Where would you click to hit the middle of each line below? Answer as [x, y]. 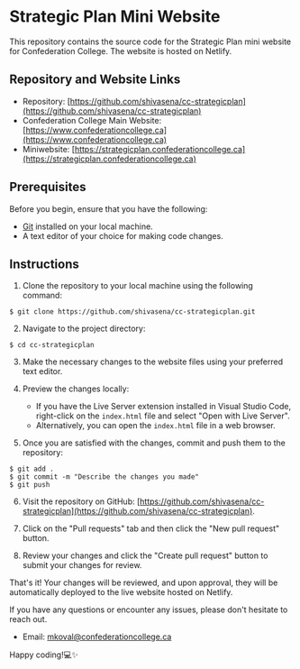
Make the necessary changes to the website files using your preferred [153, 362]
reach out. [28, 619]
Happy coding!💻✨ [44, 655]
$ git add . [32, 469]
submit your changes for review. [82, 565]
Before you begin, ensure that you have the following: [109, 208]
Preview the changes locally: [76, 389]
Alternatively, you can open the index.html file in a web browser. [156, 426]
